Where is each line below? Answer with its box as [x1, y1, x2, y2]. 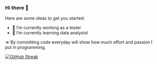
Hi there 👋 [5, 4, 29, 11]
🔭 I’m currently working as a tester [12, 25, 81, 31]
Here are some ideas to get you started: [5, 16, 85, 21]
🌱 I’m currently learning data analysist [12, 30, 88, 36]
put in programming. [5, 45, 46, 50]
